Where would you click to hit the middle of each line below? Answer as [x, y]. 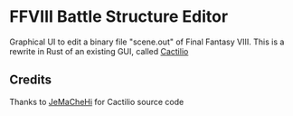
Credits [31, 80]
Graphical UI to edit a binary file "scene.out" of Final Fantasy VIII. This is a [147, 42]
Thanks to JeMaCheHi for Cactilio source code [97, 101]
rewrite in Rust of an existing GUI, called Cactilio [99, 51]
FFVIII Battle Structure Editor [119, 17]
